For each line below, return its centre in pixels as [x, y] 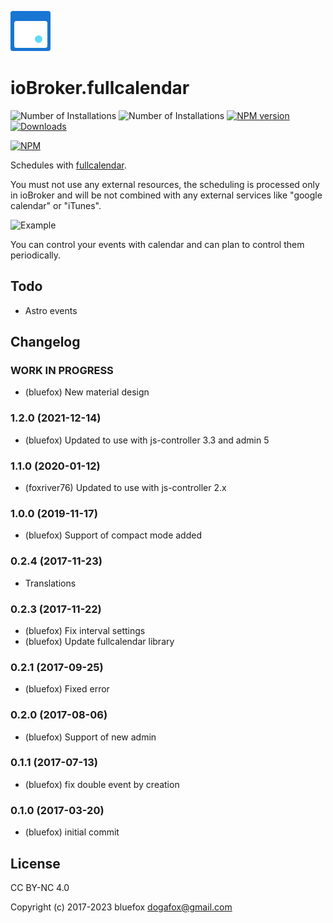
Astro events [51, 310]
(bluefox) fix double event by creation [102, 784]
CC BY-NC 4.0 [40, 887]
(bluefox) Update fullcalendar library [99, 641]
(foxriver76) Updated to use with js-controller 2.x [125, 488]
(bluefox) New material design [87, 392]
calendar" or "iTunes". [56, 205]
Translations [50, 583]
